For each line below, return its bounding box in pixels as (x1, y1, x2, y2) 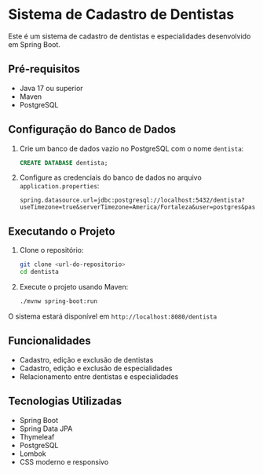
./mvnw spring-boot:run (19, 297, 98, 305)
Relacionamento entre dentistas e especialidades (19, 371, 179, 381)
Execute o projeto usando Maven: (19, 283, 129, 291)
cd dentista (19, 268, 59, 276)
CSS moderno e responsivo (19, 457, 109, 466)
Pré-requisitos (8, 63, 81, 76)
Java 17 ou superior (19, 83, 84, 93)
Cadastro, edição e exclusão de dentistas (19, 355, 154, 364)
